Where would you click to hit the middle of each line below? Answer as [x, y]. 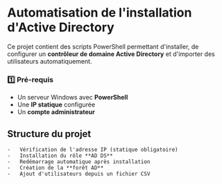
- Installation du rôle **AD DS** [60, 156]
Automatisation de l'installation [100, 13]
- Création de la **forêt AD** [55, 168]
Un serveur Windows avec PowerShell [72, 98]
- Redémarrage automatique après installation [79, 162]
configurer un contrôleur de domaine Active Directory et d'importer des [111, 54]
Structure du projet [49, 134]
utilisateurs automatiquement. [50, 61]
